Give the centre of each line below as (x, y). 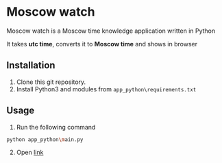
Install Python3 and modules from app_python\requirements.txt (106, 89)
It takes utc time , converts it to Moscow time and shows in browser (102, 44)
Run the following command (56, 127)
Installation (31, 65)
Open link (30, 152)
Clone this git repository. (51, 82)
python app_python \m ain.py (45, 139)
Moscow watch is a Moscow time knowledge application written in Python (111, 31)
